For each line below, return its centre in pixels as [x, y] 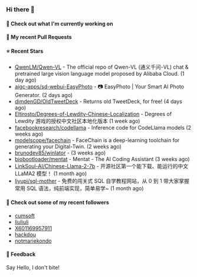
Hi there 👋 [21, 9]
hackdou [25, 234]
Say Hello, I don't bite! [33, 267]
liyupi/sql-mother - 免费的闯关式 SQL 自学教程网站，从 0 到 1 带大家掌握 [102, 181]
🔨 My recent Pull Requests [39, 37]
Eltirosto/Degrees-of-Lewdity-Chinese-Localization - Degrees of [93, 114]
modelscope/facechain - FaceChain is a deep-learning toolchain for [97, 140]
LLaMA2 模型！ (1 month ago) [51, 173]
